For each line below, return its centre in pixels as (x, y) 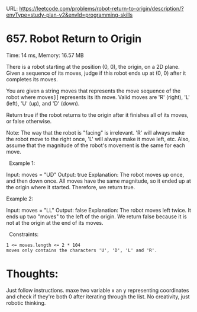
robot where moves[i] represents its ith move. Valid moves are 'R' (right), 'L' (98, 97)
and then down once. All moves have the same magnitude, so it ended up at (98, 181)
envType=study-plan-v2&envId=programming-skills (70, 15)
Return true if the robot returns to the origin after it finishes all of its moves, (97, 114)
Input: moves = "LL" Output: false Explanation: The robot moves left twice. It (98, 210)
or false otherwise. (29, 121)
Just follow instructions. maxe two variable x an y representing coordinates (98, 290)
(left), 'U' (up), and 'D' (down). (43, 103)
